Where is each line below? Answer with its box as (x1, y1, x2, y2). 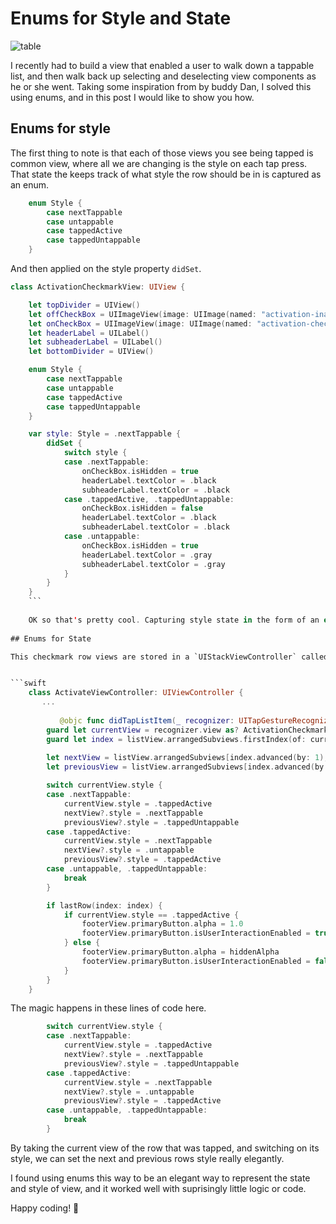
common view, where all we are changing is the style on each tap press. (10, 157, 308, 169)
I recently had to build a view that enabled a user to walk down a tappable (10, 59, 315, 71)
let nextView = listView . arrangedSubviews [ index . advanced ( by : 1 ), (46, 753, 329, 763)
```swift (10, 678, 47, 689)
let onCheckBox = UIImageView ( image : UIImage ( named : (28, 318, 253, 329)
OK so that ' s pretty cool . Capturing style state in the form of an (28, 615, 320, 625)
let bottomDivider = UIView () (28, 347, 155, 357)
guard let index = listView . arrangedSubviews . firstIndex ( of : (46, 734, 307, 744)
